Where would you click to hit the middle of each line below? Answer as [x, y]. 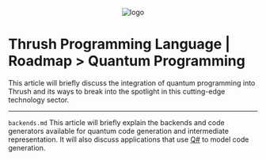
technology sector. [39, 100]
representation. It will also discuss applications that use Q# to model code [129, 139]
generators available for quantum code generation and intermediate [119, 131]
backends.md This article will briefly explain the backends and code [116, 122]
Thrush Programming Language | [120, 44]
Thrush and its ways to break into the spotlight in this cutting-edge [117, 91]
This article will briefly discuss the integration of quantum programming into [132, 82]
